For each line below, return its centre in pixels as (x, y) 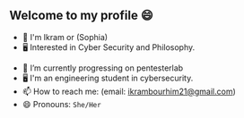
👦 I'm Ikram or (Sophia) (65, 37)
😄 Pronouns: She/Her (61, 104)
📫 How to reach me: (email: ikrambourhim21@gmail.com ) (129, 91)
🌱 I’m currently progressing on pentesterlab (103, 68)
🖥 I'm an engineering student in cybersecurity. (108, 78)
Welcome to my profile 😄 (82, 16)
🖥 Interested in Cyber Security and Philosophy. (109, 47)
